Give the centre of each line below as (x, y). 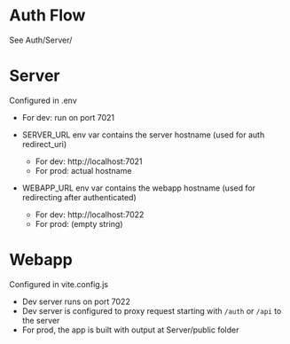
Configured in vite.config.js (59, 284)
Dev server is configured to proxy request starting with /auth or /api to (152, 310)
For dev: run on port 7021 (68, 117)
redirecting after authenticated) (79, 197)
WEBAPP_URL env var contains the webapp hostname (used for (138, 188)
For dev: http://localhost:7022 (90, 215)
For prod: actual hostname (83, 170)
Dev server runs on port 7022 (76, 301)
